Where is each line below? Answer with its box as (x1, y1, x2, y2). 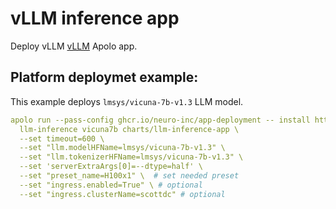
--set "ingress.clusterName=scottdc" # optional (19, 189, 226, 199)
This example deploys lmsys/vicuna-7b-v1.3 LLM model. (10, 95, 244, 107)
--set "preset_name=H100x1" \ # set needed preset (19, 171, 240, 181)
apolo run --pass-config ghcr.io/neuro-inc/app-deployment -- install (10, 115, 311, 125)
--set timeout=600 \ (19, 133, 105, 144)
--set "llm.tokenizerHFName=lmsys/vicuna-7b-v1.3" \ (19, 152, 244, 162)
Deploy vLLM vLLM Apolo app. (10, 40, 138, 52)
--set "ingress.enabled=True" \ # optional (19, 180, 203, 190)
